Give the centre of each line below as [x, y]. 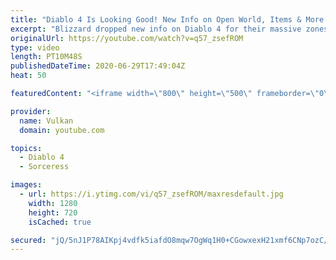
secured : [28, 240]
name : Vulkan [46, 121]
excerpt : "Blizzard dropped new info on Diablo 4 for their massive [156, 29]
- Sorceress [44, 167]
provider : [31, 111]
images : [26, 185]
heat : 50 [28, 76]
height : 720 [53, 212]
